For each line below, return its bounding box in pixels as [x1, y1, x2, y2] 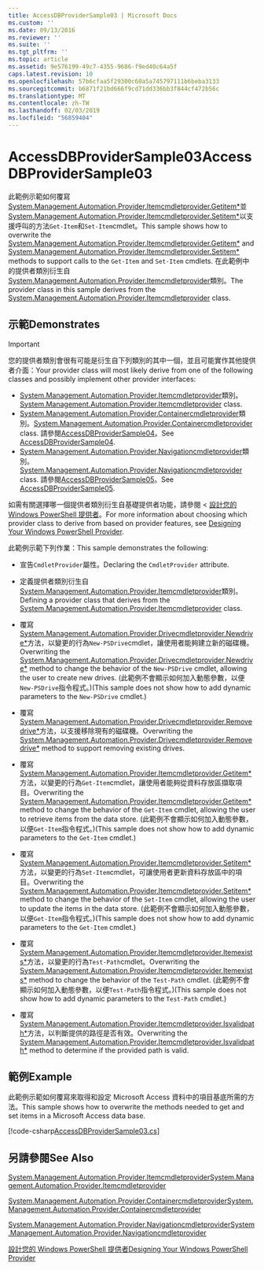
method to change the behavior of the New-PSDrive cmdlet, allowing [28, 663, 247, 673]
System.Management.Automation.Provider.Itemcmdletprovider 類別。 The [8, 276, 244, 285]
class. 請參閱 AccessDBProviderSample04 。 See [19, 428, 174, 438]
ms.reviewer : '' [8, 33, 61, 42]
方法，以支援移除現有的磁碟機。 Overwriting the [38, 726, 193, 735]
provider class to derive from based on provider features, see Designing [8, 518, 242, 528]
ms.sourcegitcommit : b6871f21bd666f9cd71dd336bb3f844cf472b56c [8, 84, 220, 93]
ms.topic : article [8, 56, 68, 64]
